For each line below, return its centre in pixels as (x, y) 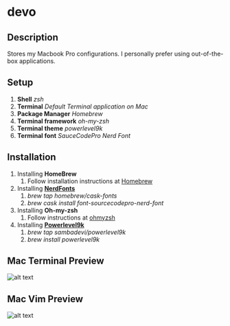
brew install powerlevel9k (64, 239)
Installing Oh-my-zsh (47, 210)
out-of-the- (207, 54)
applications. (38, 61)
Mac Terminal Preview (56, 261)
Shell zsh (30, 99)
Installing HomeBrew (47, 174)
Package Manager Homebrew (60, 113)
